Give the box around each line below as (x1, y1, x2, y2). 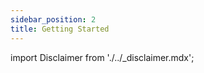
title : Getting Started (10, 24, 110, 34)
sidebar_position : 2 (10, 14, 97, 25)
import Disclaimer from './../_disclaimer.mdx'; (10, 51, 195, 63)
